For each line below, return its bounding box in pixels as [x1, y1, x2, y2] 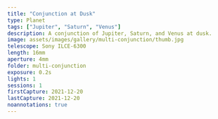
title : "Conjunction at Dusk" [7, 10, 96, 17]
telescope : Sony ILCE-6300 [7, 43, 86, 50]
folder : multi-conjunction [7, 62, 86, 69]
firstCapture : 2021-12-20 [7, 88, 83, 95]
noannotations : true [7, 101, 68, 108]
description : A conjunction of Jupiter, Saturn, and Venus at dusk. [7, 29, 212, 37]
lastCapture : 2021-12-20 [7, 95, 80, 102]
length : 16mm [7, 50, 46, 57]
